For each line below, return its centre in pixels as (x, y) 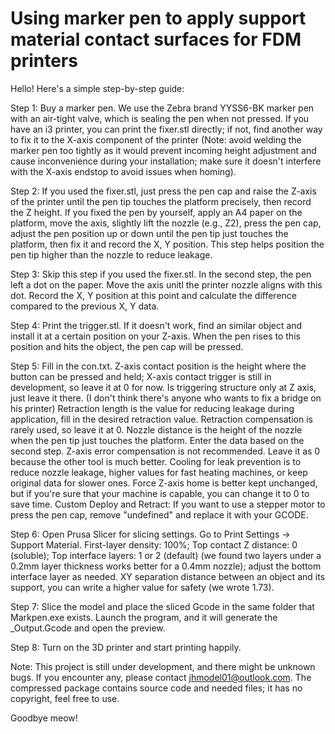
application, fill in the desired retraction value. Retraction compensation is (161, 419)
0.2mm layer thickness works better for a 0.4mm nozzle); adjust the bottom (166, 566)
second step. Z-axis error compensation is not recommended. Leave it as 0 (165, 451)
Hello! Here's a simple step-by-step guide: (97, 88)
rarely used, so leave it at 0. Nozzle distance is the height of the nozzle (156, 429)
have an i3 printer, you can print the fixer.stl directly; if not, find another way (166, 129)
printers (44, 61)
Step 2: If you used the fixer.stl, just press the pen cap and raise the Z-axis (163, 191)
